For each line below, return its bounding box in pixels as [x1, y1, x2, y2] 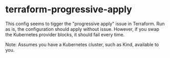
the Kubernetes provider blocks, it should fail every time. [5, 31, 125, 37]
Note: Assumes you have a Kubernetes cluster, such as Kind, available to [5, 41, 159, 47]
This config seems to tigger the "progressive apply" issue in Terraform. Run [5, 21, 165, 27]
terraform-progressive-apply [5, 4, 132, 15]
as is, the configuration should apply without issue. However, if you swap [5, 26, 160, 32]
